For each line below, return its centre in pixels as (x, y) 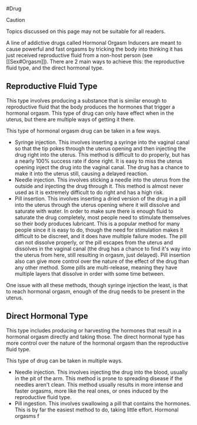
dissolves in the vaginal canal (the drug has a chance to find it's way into (103, 248)
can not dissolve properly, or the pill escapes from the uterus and (94, 242)
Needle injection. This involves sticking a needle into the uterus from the (102, 180)
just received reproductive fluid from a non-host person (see (79, 55)
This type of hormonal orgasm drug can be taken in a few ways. (84, 131)
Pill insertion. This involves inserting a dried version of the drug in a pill (100, 198)
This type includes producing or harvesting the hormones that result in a (94, 330)
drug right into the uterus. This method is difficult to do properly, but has (102, 154)
